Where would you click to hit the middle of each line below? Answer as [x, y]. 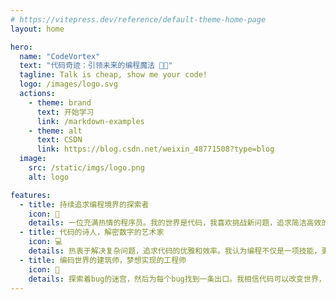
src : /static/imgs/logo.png [86, 168]
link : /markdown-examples [90, 121]
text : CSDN [59, 140]
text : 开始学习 [65, 112]
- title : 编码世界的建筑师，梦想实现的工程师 [103, 260]
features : [31, 195]
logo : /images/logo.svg [68, 84]
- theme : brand [60, 102]
